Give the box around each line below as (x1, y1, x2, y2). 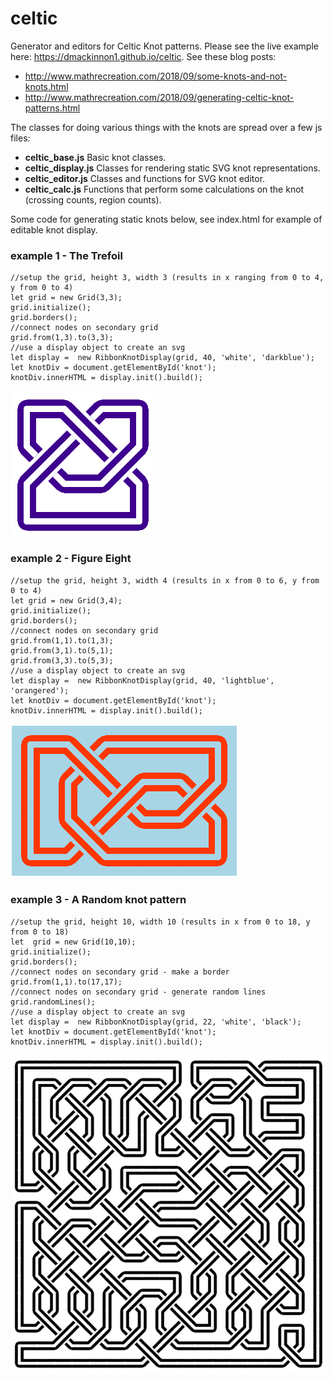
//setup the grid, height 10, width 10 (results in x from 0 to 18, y (10, 917, 311, 927)
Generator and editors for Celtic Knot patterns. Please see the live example (10, 40, 319, 52)
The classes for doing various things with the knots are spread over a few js (10, 121, 323, 133)
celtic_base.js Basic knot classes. (24, 151, 167, 163)
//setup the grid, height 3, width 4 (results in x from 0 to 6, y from (10, 575, 320, 586)
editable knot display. (10, 223, 98, 236)
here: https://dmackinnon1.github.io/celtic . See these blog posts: (10, 50, 277, 62)
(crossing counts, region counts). (24, 193, 162, 206)
